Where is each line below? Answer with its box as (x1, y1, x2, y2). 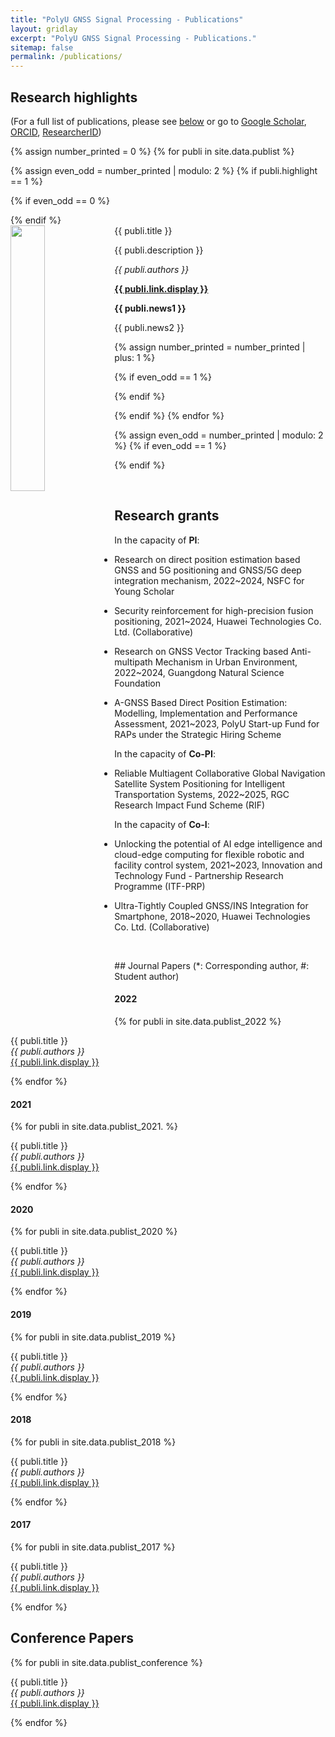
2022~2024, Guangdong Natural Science (114, 666, 285, 678)
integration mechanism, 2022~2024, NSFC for (114, 574, 305, 586)
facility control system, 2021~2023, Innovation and (114, 859, 323, 871)
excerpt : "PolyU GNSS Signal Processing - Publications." (10, 33, 257, 43)
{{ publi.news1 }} (114, 302, 187, 314)
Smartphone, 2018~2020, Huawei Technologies (114, 910, 311, 922)
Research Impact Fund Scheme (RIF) (114, 799, 266, 811)
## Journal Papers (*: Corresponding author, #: (114, 959, 310, 971)
